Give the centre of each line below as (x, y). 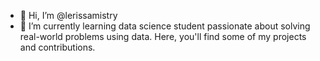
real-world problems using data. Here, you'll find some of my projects (163, 36)
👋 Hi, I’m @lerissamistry (68, 15)
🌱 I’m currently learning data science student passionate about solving (165, 26)
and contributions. (57, 47)
